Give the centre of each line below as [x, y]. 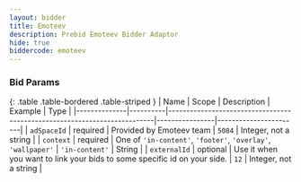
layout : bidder [38, 17]
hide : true [30, 43]
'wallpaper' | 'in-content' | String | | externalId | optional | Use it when [144, 150]
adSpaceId [48, 131]
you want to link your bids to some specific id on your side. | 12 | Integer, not [150, 159]
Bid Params [35, 82]
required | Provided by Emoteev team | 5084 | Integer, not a [181, 130]
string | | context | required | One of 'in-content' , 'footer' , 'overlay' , [140, 140]
